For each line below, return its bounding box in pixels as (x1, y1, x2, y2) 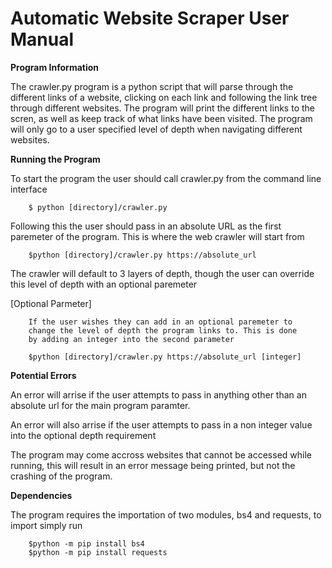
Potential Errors (10, 369, 77, 381)
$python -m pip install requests (28, 547, 168, 557)
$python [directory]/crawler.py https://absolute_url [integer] (28, 352, 302, 362)
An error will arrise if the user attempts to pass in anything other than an (10, 388, 307, 401)
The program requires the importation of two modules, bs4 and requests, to (10, 508, 322, 521)
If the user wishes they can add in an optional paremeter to (28, 317, 293, 327)
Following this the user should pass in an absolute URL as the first (10, 220, 282, 232)
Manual (10, 28, 75, 51)
